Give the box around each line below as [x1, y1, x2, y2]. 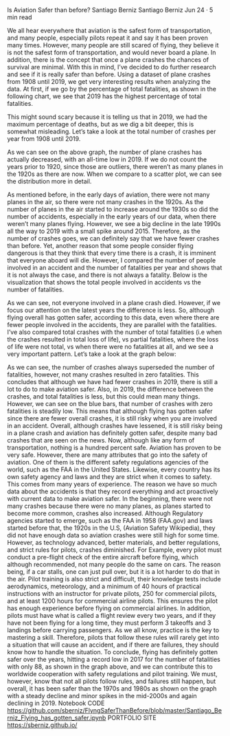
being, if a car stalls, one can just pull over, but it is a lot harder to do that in [7, 568, 220, 576]
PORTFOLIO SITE [107, 714, 157, 722]
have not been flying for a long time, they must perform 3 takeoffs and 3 [7, 618, 211, 627]
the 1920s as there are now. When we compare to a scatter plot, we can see [7, 170, 222, 178]
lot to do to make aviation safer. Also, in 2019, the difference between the [7, 385, 214, 393]
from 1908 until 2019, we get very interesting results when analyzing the [7, 78, 211, 85]
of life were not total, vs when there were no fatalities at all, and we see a [7, 343, 214, 350]
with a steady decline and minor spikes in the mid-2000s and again [7, 692, 197, 700]
